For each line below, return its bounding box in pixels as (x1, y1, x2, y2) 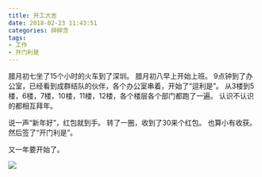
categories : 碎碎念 (8, 26, 69, 34)
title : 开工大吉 (8, 11, 57, 20)
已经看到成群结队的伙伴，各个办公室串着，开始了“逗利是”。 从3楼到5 (29, 81, 255, 90)
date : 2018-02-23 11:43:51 (8, 19, 98, 27)
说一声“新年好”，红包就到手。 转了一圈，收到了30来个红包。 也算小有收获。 (8, 118, 256, 127)
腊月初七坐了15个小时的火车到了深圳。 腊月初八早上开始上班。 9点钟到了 (8, 71, 246, 80)
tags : (8, 33, 26, 42)
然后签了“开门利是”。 (8, 128, 78, 137)
